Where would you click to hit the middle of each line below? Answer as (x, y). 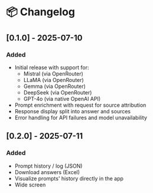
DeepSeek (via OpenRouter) (58, 92)
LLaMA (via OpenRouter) (53, 80)
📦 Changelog (41, 12)
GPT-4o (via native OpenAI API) (62, 99)
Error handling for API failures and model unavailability (81, 117)
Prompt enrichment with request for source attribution (80, 105)
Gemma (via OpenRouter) (54, 86)
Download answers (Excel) (47, 172)
